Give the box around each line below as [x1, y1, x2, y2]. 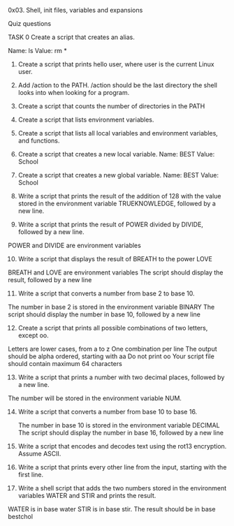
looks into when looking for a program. [17, 89, 130, 96]
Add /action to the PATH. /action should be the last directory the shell [17, 81, 217, 89]
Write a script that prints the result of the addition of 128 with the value [17, 192, 221, 200]
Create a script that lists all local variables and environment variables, [17, 129, 219, 137]
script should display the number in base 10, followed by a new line [8, 310, 201, 319]
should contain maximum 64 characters [8, 360, 123, 367]
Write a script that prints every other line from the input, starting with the [17, 463, 227, 471]
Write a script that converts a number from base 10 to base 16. [17, 408, 198, 416]
